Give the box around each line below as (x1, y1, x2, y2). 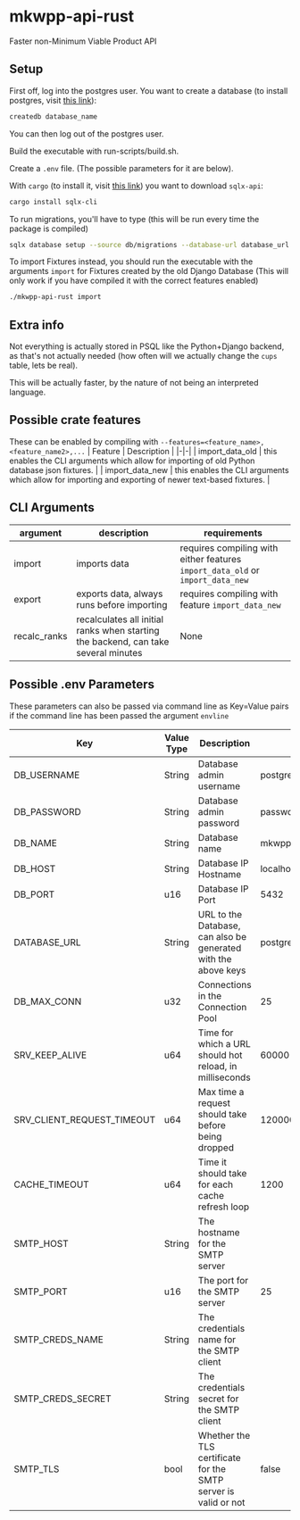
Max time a (197, 1085, 245, 1098)
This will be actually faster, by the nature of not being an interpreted (9, 378, 259, 388)
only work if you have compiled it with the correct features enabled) (9, 275, 259, 287)
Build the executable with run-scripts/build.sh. (9, 145, 179, 156)
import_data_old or (179, 564, 261, 577)
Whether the (197, 1429, 251, 1441)
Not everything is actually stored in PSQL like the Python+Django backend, (9, 341, 285, 352)
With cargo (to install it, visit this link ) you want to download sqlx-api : (9, 180, 263, 191)
